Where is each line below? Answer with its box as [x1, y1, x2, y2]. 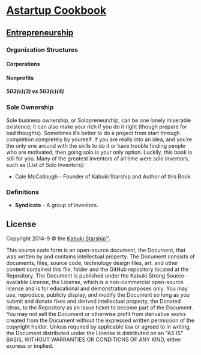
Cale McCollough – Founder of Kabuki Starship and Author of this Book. [14, 173, 193, 180]
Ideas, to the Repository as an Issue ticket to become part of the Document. [6, 304, 194, 311]
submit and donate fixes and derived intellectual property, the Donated [6, 298, 181, 305]
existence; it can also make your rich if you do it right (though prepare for [6, 123, 187, 130]
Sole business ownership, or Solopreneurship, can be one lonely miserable [6, 117, 191, 124]
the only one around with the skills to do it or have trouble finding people [6, 142, 186, 150]
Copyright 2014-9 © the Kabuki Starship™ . [6, 235, 111, 242]
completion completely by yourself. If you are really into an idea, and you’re [6, 136, 193, 143]
